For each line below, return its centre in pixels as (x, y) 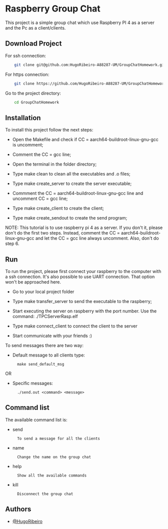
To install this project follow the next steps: (49, 130)
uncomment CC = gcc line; (40, 198)
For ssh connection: (26, 55)
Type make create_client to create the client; (58, 208)
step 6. (12, 243)
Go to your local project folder (43, 291)
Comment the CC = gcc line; (42, 154)
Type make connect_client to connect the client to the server (75, 326)
